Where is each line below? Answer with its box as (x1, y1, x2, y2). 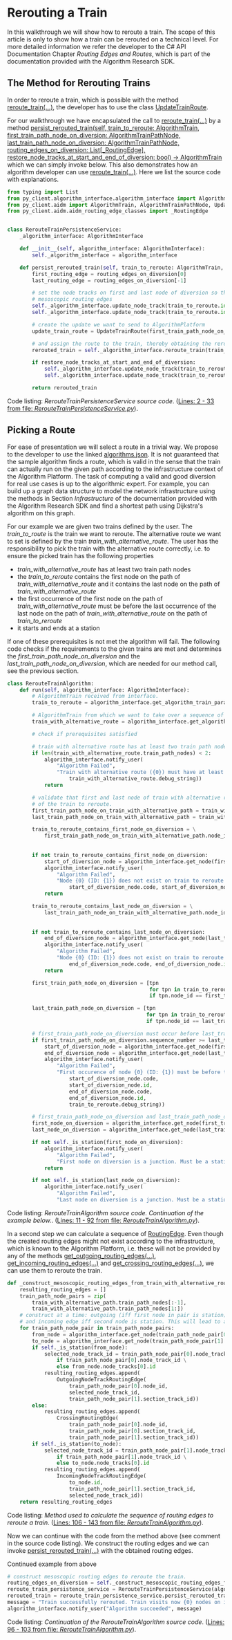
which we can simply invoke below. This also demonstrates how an (7, 160, 198, 169)
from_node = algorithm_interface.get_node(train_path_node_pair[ (32, 1331, 224, 1338)
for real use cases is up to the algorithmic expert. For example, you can (7, 479, 210, 488)
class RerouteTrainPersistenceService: (7, 226, 122, 233)
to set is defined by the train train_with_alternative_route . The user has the (7, 537, 219, 545)
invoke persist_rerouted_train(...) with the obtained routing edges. (7, 1546, 193, 1554)
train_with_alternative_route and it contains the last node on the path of (17, 580, 220, 588)
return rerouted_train (32, 385, 97, 391)
